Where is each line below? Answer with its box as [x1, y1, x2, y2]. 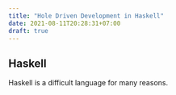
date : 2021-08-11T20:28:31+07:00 [8, 19, 121, 27]
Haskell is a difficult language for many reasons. [8, 78, 168, 88]
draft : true [8, 27, 48, 35]
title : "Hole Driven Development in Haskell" [8, 11, 164, 20]
